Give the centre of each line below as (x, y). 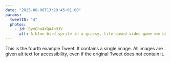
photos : (18, 24)
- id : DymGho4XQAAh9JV (39, 29)
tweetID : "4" (24, 19)
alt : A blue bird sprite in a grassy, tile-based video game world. (93, 34)
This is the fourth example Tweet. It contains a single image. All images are (84, 48)
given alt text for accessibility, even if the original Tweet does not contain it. (85, 54)
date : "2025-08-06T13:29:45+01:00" (43, 10)
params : (14, 15)
